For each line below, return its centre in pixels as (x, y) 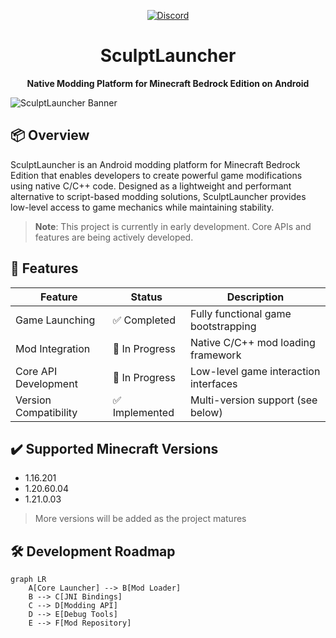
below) (206, 412)
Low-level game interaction (255, 371)
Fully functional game (240, 313)
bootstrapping (223, 326)
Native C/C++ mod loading (252, 342)
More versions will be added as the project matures (140, 519)
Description (255, 297)
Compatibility (46, 412)
